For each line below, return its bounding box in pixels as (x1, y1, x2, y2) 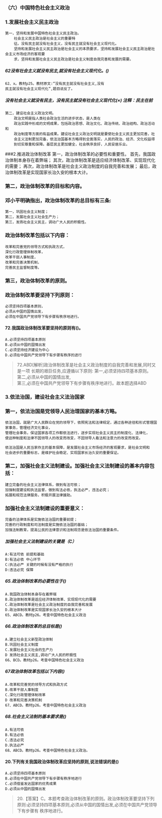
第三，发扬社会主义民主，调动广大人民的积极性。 (5, 220, 89, 225)
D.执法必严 (5, 743, 24, 748)
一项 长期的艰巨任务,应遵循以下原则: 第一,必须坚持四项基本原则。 (21, 368, 151, 374)
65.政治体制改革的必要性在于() (5, 578, 67, 584)
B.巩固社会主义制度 (5, 642, 39, 647)
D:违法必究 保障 (5, 567, 34, 572)
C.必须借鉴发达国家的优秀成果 (5, 781, 57, 786)
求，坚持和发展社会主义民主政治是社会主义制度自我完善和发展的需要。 (14, 57, 134, 62)
